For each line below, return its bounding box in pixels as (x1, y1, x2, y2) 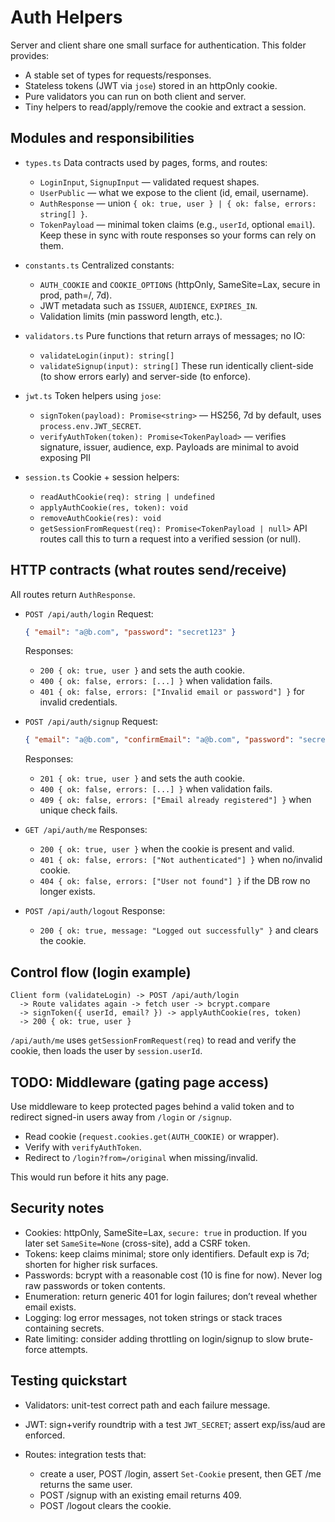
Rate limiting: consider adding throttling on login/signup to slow (24, 1332, 286, 1345)
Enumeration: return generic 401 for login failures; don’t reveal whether (24, 1290, 318, 1302)
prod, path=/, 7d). (39, 289, 113, 301)
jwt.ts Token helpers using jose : (24, 389, 162, 401)
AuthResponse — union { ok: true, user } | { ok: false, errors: (39, 197, 317, 209)
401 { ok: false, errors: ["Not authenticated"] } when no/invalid (39, 854, 323, 866)
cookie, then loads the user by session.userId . (10, 1045, 203, 1057)
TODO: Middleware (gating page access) (10, 1074, 270, 1091)
